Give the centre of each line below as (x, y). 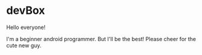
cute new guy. (24, 45)
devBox (26, 11)
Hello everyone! (26, 27)
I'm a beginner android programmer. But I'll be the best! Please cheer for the (101, 39)
